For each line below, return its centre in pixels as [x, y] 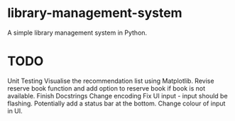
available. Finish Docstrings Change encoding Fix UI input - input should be [118, 96]
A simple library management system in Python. [77, 33]
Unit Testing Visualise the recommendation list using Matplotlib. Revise [111, 81]
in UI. [15, 110]
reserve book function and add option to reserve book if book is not [106, 88]
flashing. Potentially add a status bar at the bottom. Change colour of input [116, 103]
